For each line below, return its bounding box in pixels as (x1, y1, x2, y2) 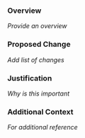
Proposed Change (7, 40, 71, 50)
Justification (7, 73, 52, 83)
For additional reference (7, 123, 78, 132)
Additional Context (7, 107, 74, 117)
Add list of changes (7, 55, 65, 64)
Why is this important (7, 89, 70, 98)
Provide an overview (7, 22, 67, 30)
